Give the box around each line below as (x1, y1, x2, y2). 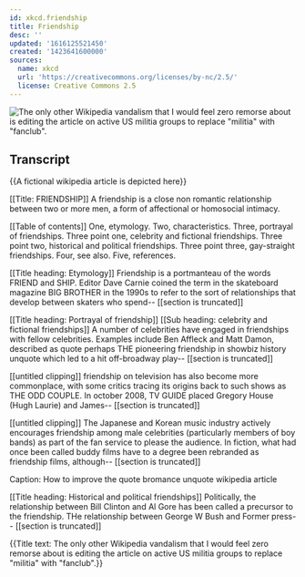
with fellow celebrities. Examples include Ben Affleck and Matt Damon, (9, 334, 275, 345)
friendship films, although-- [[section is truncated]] (9, 457, 201, 468)
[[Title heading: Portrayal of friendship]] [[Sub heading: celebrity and (9, 314, 268, 325)
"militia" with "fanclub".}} (9, 558, 103, 569)
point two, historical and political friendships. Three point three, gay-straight (9, 241, 296, 252)
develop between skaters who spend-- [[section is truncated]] (9, 297, 244, 308)
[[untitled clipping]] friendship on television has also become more (9, 371, 259, 382)
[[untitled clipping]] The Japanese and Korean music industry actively (9, 417, 271, 428)
